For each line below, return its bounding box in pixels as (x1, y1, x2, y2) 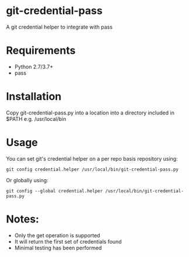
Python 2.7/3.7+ (14, 63, 54, 70)
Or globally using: (6, 176, 48, 183)
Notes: (6, 212, 40, 225)
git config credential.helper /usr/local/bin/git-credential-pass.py (6, 166, 179, 172)
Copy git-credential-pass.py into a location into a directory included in (6, 109, 175, 116)
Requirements (6, 44, 76, 57)
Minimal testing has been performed (14, 244, 102, 251)
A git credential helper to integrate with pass (6, 23, 113, 30)
